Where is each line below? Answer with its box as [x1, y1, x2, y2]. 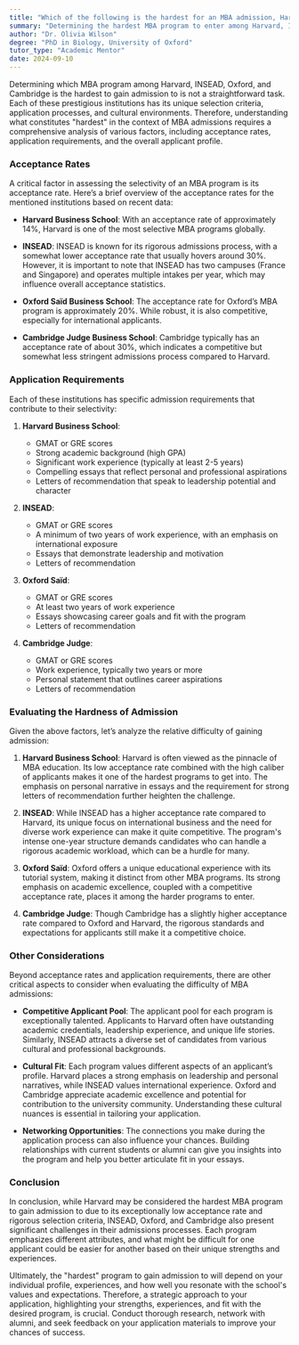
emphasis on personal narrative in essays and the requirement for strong [21, 780, 289, 791]
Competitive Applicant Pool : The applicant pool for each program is [21, 1006, 273, 1016]
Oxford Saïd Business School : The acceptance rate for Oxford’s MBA [21, 296, 278, 307]
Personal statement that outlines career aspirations [35, 673, 222, 684]
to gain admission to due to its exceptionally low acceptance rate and [9, 1206, 263, 1217]
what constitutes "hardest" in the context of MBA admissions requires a [9, 117, 271, 127]
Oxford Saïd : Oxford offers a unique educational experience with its [21, 862, 271, 873]
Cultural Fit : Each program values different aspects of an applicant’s [21, 1061, 273, 1072]
